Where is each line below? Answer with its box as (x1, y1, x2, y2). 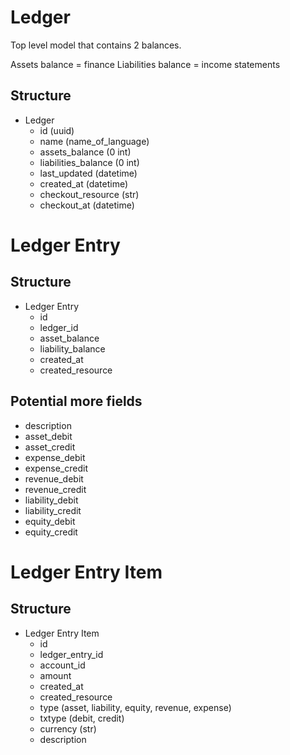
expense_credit (24, 462, 88, 474)
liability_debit (24, 494, 79, 506)
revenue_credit (24, 483, 87, 495)
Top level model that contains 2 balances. (10, 39, 182, 51)
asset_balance (39, 332, 100, 344)
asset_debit (24, 430, 73, 442)
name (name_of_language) (39, 135, 150, 147)
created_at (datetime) (39, 177, 129, 190)
